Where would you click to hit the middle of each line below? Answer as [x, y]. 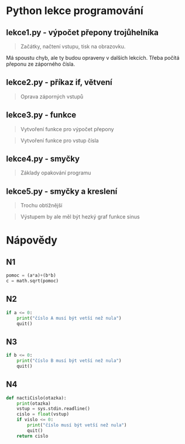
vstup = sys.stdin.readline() [54, 409]
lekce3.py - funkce [41, 115]
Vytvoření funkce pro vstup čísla [59, 140]
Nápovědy [32, 240]
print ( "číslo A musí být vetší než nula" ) [69, 318]
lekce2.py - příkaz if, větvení [59, 82]
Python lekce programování [75, 11]
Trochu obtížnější [41, 206]
